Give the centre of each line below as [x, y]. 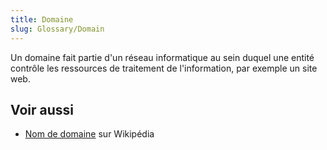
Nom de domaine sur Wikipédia [89, 134]
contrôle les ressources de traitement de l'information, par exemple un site [164, 68]
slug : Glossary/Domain [57, 29]
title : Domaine [42, 19]
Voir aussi [42, 109]
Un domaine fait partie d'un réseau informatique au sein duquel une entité [162, 57]
